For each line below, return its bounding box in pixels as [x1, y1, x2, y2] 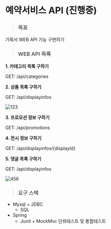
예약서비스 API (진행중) [5, 5, 97, 16]
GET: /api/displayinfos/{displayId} [5, 145, 76, 151]
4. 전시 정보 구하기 [5, 135, 42, 141]
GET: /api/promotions [5, 124, 50, 130]
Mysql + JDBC [12, 202, 43, 208]
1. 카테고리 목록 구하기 [5, 63, 49, 69]
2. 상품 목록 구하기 [5, 83, 42, 90]
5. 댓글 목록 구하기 [5, 156, 42, 162]
